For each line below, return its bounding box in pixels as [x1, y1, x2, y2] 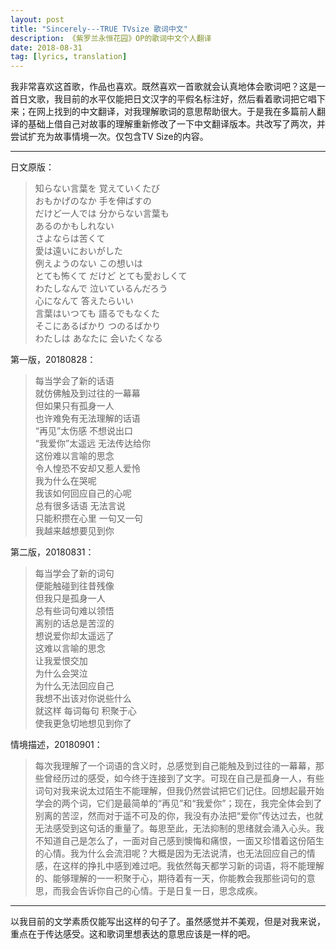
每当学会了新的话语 [34, 375, 115, 387]
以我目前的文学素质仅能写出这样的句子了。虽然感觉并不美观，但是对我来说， [10, 916, 326, 928]
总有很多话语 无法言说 [34, 500, 126, 512]
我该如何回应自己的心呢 [34, 487, 132, 500]
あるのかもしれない [34, 220, 115, 232]
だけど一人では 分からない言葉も [34, 207, 170, 220]
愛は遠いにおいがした [34, 245, 123, 257]
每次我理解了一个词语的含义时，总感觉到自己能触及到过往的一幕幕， [34, 760, 316, 772]
